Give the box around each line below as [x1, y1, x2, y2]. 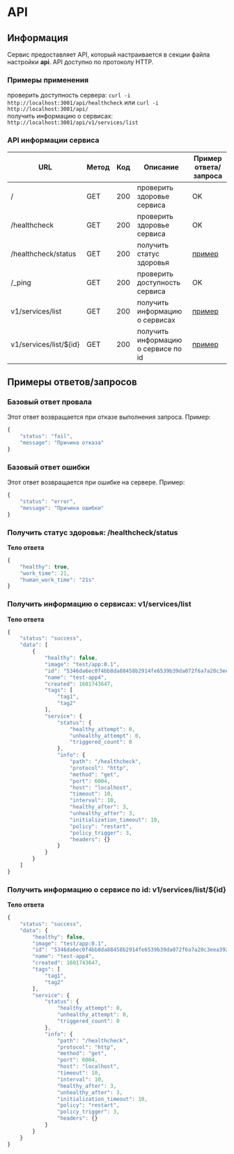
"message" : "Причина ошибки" [19, 505, 104, 511]
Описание [143, 162, 179, 171]
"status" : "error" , [19, 498, 77, 505]
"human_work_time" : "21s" [19, 576, 95, 583]
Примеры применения [7, 75, 89, 84]
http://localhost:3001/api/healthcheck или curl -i [7, 98, 159, 107]
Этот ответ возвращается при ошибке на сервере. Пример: [7, 478, 185, 486]
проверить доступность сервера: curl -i [7, 91, 131, 100]
